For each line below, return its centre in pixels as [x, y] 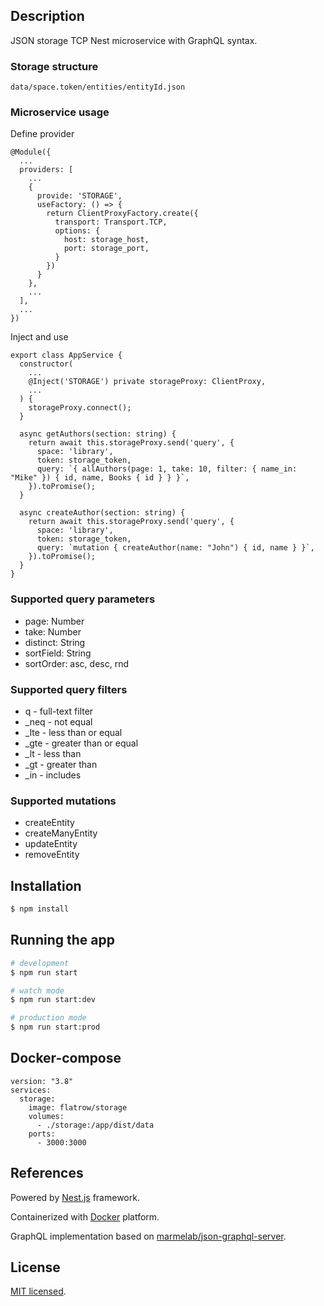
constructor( [46, 364]
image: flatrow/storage [78, 1107]
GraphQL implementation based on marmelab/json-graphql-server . [148, 1236]
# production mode [48, 1018]
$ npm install [40, 909]
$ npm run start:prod [55, 1027]
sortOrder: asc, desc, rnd [77, 663]
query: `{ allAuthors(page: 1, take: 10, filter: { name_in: [167, 469]
